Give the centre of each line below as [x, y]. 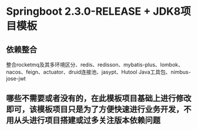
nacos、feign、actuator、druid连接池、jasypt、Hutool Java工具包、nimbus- [98, 72]
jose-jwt [16, 78]
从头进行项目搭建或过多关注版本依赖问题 [87, 120]
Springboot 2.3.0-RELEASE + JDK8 [93, 11]
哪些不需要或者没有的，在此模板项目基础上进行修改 [99, 99]
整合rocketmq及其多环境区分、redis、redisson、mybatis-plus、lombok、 [95, 65]
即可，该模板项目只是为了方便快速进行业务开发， [95, 109]
